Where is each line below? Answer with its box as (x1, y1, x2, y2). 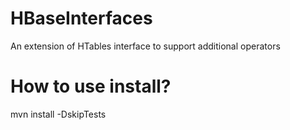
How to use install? (10, 75, 172, 98)
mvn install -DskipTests (10, 108, 107, 120)
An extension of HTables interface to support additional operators (10, 40, 281, 52)
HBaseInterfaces (10, 7, 153, 30)
